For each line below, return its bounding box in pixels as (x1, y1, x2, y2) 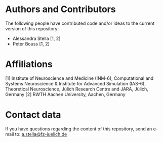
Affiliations (5, 59, 53, 70)
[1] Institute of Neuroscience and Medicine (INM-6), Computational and (5, 75, 154, 81)
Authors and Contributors (5, 4, 116, 15)
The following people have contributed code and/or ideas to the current (5, 20, 155, 26)
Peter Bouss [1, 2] (12, 40, 50, 46)
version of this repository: (5, 25, 59, 31)
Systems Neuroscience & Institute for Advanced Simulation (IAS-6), (5, 80, 146, 86)
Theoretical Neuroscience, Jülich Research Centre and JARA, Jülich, (5, 86, 148, 92)
